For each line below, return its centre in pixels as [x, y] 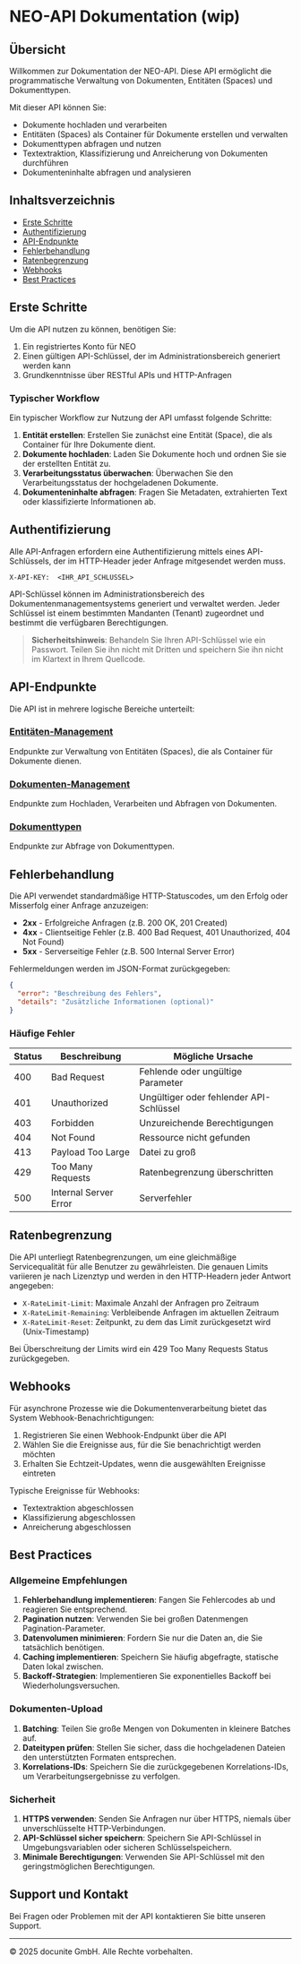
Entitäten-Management [61, 732]
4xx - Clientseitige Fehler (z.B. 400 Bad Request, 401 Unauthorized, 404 [156, 933]
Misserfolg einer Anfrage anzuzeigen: [79, 906]
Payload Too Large [90, 1152]
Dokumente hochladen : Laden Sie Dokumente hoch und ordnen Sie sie [154, 453]
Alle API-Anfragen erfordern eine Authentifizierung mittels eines [127, 551]
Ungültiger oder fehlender [194, 1098]
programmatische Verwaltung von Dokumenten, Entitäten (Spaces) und [141, 81]
